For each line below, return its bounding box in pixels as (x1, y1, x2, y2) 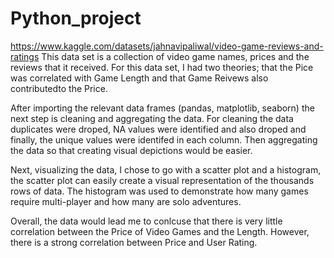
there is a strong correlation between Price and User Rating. (10, 236, 258, 248)
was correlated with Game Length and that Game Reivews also (10, 72, 269, 84)
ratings (10, 50, 40, 62)
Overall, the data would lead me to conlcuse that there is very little (10, 215, 283, 227)
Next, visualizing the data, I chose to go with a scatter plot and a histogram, (10, 163, 322, 176)
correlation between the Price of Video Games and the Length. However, (10, 225, 310, 237)
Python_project (10, 7, 142, 30)
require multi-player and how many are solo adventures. (10, 195, 242, 207)
